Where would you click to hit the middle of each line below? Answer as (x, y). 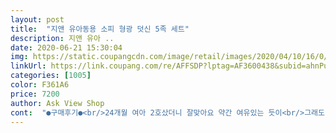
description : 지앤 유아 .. (62, 38)
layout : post (37, 19)
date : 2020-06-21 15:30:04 (66, 47)
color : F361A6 (40, 85)
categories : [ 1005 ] (51, 76)
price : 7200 (35, 94)
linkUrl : (28, 66)
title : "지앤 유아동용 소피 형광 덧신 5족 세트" (100, 29)
